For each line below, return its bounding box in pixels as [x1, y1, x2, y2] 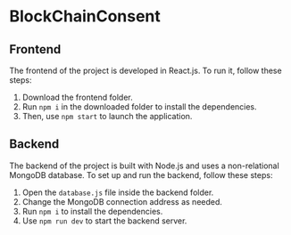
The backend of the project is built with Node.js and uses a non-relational [9, 160, 279, 171]
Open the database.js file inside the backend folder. [21, 187, 214, 198]
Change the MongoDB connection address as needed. [21, 196, 223, 207]
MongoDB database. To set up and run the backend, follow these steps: [9, 169, 273, 180]
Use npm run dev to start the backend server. [21, 215, 187, 226]
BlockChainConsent [9, 6, 161, 27]
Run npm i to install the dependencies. [21, 206, 163, 216]
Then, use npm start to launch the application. [21, 111, 193, 121]
